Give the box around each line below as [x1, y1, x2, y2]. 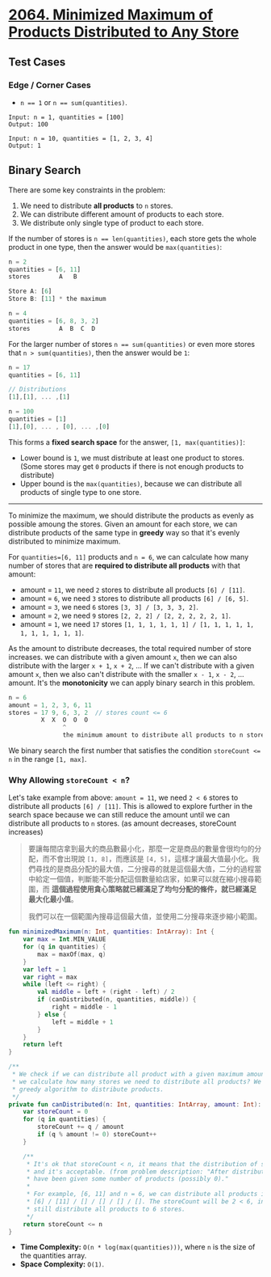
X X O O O [40, 716, 89, 725]
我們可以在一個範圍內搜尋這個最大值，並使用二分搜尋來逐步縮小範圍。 [27, 911, 262, 921]
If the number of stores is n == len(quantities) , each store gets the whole [8, 233, 256, 243]
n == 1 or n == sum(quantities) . [19, 97, 127, 107]
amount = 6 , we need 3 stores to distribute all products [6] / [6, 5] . [19, 593, 249, 603]
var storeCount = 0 [23, 1108, 89, 1116]
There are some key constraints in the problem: [8, 184, 166, 195]
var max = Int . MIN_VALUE [23, 936, 106, 944]
